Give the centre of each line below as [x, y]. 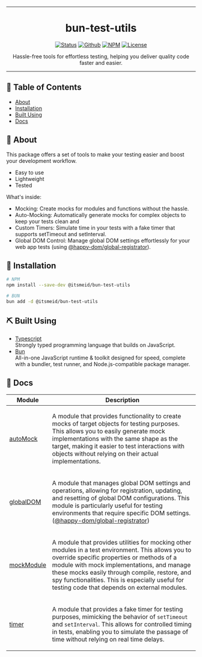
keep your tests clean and [47, 221]
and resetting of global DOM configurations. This [121, 498]
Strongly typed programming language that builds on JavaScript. [95, 345]
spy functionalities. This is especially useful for [118, 579]
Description [122, 400]
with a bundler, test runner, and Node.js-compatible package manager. [103, 364]
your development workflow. [41, 160]
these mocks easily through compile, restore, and [121, 572]
